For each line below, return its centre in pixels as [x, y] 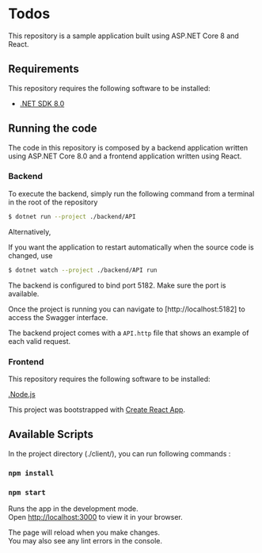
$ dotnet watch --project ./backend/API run [83, 270]
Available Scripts [51, 435]
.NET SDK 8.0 [42, 103]
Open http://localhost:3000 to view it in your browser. [96, 517]
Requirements [44, 69]
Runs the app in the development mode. [73, 509]
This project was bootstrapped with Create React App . [97, 410]
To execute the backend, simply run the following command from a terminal [131, 193]
